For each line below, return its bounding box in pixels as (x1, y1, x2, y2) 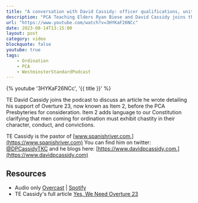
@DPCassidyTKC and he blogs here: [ (6, 145, 98, 152)
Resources (6, 168, 47, 178)
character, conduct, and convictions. (6, 121, 95, 128)
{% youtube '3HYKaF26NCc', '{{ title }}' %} (6, 85, 111, 92)
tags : (6, 52, 19, 58)
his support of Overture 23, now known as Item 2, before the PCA (6, 102, 166, 109)
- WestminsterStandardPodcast (16, 69, 91, 75)
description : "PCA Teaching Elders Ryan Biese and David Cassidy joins (6, 14, 186, 20)
